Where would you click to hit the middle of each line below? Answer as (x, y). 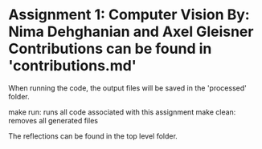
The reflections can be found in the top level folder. (93, 136)
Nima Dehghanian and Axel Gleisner (131, 32)
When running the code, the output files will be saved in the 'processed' (127, 88)
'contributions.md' (72, 66)
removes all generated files (53, 120)
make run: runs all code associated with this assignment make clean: (122, 112)
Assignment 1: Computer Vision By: (129, 15)
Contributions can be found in (110, 49)
